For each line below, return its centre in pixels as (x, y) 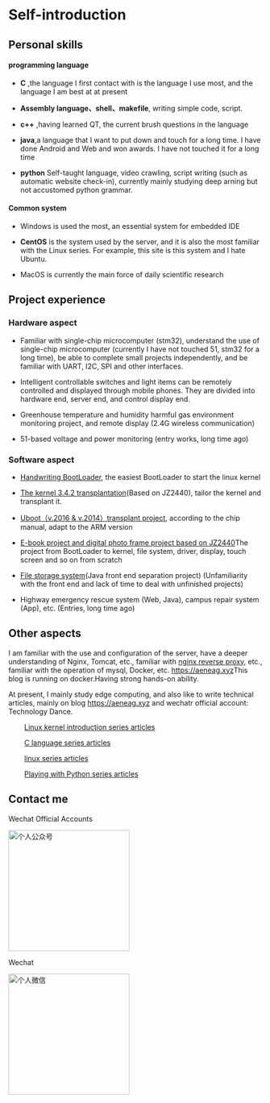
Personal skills (46, 45)
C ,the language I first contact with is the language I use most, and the (137, 83)
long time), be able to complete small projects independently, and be (134, 357)
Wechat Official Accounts (50, 818)
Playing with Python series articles (81, 774)
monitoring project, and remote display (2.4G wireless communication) (137, 423)
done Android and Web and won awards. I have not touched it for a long (139, 148)
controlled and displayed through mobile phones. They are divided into (137, 390)
